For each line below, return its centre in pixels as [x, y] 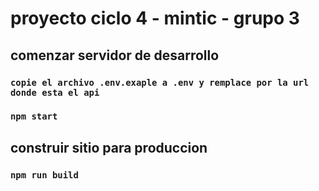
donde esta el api [55, 92]
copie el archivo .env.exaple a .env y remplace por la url [160, 82]
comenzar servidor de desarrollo [115, 55]
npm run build [44, 175]
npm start [34, 116]
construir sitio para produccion [109, 147]
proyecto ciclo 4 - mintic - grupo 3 [155, 18]
